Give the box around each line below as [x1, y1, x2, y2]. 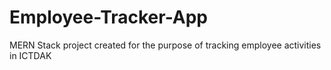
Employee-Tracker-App [9, 6, 209, 29]
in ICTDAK [9, 49, 52, 61]
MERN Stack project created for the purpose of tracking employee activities [9, 39, 322, 51]
